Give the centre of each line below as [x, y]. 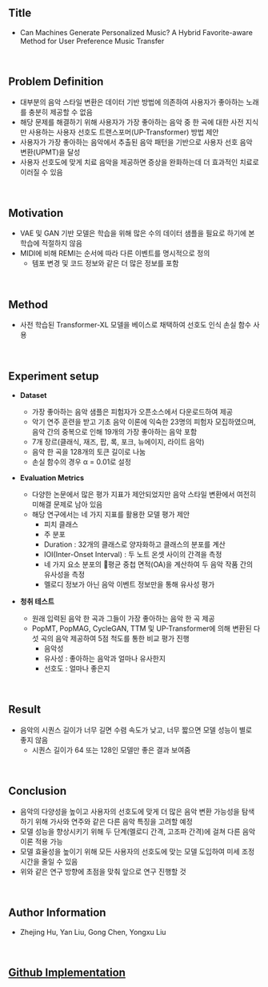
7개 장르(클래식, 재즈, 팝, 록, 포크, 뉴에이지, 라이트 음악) [118, 442]
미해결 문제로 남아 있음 [67, 504]
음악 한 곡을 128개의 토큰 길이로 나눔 [89, 452]
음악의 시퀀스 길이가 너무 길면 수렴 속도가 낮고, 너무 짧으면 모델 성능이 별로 [136, 730]
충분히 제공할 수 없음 [61, 112]
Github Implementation [67, 972]
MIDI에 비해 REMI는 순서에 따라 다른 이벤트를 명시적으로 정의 [115, 253]
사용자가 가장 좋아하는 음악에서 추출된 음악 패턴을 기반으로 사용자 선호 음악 [136, 142]
